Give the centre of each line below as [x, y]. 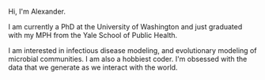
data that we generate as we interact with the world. [93, 67]
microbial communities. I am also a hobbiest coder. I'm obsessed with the [128, 59]
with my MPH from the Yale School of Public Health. [93, 35]
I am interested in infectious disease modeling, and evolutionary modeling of [132, 50]
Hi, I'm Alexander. [37, 11]
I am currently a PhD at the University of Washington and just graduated [125, 27]
